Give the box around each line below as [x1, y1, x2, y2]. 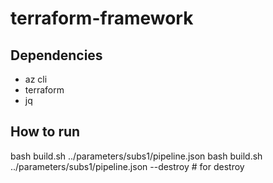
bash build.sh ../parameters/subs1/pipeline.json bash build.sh [10, 150, 263, 162]
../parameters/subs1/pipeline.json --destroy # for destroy [10, 160, 245, 172]
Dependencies [10, 47, 103, 64]
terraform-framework [10, 7, 194, 30]
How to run [10, 123, 81, 141]
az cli [24, 73, 48, 85]
